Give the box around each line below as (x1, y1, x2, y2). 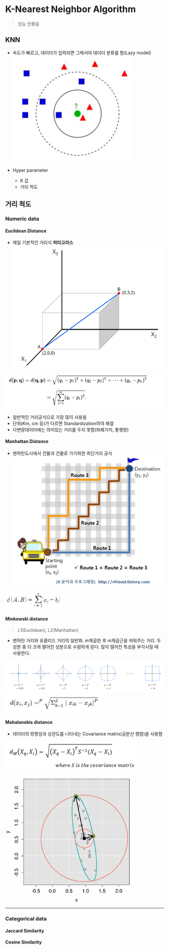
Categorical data (5, 915, 47, 922)
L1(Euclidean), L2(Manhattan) (17, 627, 79, 633)
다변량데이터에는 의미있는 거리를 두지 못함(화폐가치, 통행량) (12, 426, 129, 433)
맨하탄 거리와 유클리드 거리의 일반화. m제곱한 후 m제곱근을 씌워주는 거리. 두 (12, 637, 161, 643)
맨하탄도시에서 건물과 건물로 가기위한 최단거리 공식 (12, 450, 112, 456)
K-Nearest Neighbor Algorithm (5, 4, 136, 15)
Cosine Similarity (5, 939, 42, 945)
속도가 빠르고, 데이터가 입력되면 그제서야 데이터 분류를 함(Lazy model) (12, 49, 151, 56)
